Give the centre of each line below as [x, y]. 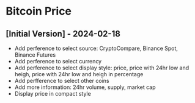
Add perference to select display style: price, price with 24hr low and [102, 68]
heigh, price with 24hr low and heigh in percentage [79, 74]
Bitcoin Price [39, 11]
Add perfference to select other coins [62, 81]
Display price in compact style [53, 94]
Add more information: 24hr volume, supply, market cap [85, 87]
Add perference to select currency [58, 61]
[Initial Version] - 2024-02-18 [63, 34]
